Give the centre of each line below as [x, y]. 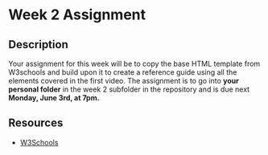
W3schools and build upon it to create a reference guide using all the [123, 72]
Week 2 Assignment [77, 15]
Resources [36, 123]
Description [38, 45]
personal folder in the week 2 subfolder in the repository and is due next [129, 89]
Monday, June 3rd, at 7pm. [54, 98]
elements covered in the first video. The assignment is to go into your [124, 81]
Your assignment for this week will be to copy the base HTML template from [134, 63]
